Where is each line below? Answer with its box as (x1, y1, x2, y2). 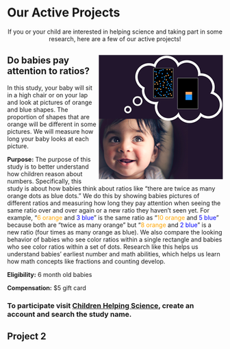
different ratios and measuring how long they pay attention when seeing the (7, 199, 221, 207)
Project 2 (7, 330, 47, 342)
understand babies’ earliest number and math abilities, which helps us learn (7, 250, 220, 258)
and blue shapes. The (7, 105, 68, 114)
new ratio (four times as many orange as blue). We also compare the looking (7, 228, 222, 236)
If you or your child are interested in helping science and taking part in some (8, 27, 222, 36)
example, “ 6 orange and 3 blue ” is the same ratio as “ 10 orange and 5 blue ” (7, 213, 219, 221)
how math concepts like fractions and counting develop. (7, 257, 166, 265)
